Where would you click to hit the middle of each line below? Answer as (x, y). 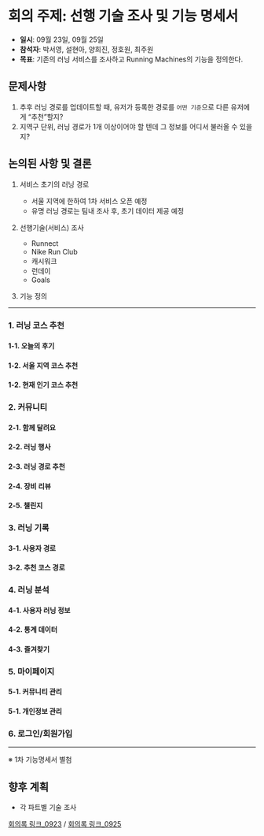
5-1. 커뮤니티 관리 (35, 692)
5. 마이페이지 (31, 671)
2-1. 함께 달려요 (32, 427)
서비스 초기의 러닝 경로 (54, 184)
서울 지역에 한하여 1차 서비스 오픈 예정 (89, 201)
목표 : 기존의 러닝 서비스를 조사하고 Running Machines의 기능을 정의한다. (131, 59)
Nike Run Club (54, 251)
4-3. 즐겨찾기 (29, 649)
